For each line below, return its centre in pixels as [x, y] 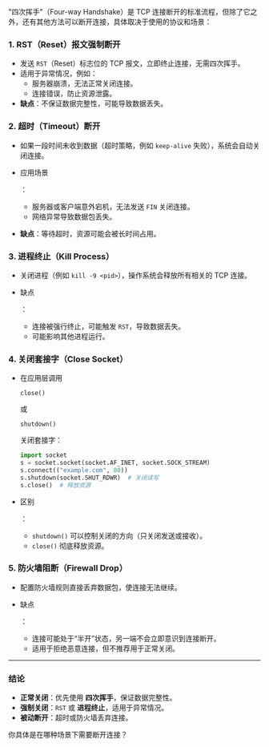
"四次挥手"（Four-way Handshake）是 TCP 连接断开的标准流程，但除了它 [129, 12]
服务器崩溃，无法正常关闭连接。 [84, 83]
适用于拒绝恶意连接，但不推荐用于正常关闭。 [106, 648]
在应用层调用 [41, 378]
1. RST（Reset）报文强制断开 [65, 44]
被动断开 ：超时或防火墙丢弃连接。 [76, 718]
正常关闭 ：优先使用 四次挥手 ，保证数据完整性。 [98, 698]
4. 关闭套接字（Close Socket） [68, 359]
